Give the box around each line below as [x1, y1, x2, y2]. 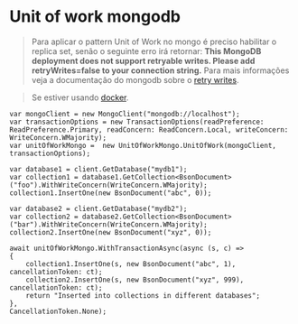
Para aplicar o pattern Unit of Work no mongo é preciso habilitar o [31, 36, 277, 47]
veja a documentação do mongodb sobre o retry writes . [31, 74, 239, 85]
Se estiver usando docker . [31, 92, 129, 103]
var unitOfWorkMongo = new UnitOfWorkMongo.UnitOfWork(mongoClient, [9, 141, 277, 150]
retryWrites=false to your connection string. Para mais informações [31, 65, 290, 76]
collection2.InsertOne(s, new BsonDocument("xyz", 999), [25, 275, 245, 284]
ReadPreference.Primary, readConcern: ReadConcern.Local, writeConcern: [9, 125, 289, 134]
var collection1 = [9, 172, 79, 181]
